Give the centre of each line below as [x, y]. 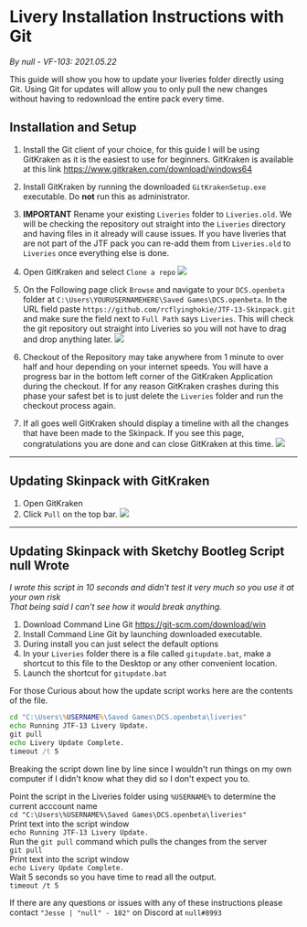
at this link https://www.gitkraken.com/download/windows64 [138, 169]
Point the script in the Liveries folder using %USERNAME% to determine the [143, 796]
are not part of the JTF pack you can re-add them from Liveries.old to [157, 243]
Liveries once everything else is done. [96, 252]
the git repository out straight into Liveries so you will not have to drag [154, 328]
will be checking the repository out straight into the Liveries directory [154, 224]
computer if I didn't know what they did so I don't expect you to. [130, 778]
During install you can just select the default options [121, 644]
